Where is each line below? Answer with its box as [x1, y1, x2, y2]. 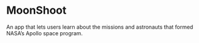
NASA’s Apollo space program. [6, 29, 83, 36]
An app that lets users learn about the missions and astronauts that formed [6, 23, 194, 30]
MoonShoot [6, 4, 67, 17]
